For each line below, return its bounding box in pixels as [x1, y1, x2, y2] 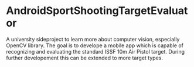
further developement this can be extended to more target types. [6, 54, 163, 61]
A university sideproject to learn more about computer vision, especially [6, 36, 180, 43]
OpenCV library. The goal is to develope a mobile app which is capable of [6, 42, 183, 49]
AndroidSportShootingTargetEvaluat [6, 4, 188, 17]
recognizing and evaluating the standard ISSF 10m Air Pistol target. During [6, 48, 185, 55]
